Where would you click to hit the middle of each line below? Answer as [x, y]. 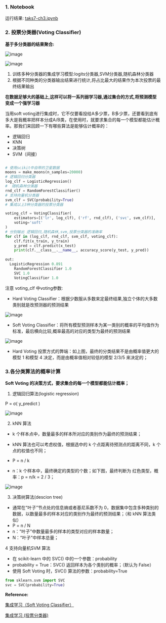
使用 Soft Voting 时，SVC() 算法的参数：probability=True [70, 571]
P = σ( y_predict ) [23, 403]
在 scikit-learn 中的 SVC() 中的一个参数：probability [65, 559]
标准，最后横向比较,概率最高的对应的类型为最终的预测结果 [71, 331]
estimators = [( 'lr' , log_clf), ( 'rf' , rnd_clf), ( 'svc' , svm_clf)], [85, 218]
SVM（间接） [26, 154]
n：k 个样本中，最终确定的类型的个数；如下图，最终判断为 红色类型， [83, 470]
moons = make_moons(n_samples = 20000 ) [44, 172]
